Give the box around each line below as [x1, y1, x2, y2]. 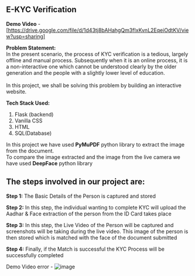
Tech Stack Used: [6, 99, 50, 107]
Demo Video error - [6, 263, 53, 270]
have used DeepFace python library [6, 159, 93, 167]
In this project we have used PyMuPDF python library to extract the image [6, 141, 185, 148]
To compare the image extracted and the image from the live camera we [6, 153, 180, 161]
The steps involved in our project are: [6, 177, 145, 187]
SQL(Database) [14, 129, 52, 137]
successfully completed [6, 251, 64, 258]
